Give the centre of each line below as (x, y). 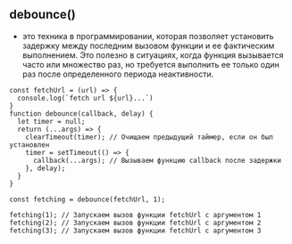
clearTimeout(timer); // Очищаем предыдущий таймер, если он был (150, 137)
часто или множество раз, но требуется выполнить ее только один (150, 64)
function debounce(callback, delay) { (81, 114)
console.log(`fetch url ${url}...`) (85, 98)
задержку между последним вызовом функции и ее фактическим (148, 45)
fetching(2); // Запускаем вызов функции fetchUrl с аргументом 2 (135, 223)
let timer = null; (52, 121)
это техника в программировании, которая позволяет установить (148, 36)
